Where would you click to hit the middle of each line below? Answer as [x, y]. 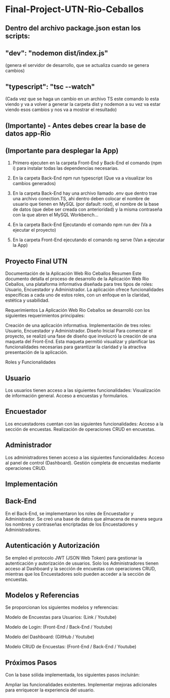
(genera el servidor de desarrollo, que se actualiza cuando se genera [77, 65]
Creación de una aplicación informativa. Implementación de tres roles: [78, 325]
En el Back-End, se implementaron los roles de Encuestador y [70, 513]
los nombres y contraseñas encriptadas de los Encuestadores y [72, 524]
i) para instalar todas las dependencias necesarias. [66, 168]
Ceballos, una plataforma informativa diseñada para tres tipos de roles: [79, 284]
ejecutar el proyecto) [34, 230]
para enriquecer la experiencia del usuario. [50, 690]
